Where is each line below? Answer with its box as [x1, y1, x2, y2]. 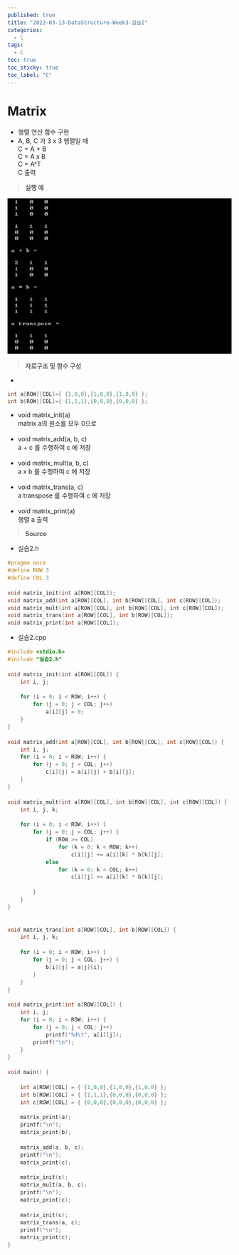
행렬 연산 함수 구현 [17, 127, 70, 136]
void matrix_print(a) [17, 507, 75, 515]
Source [24, 530, 48, 538]
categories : [7, 26, 43, 33]
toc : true [7, 57, 37, 64]
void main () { [7, 1068, 50, 1076]
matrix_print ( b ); [20, 1129, 72, 1136]
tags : [7, 41, 23, 49]
